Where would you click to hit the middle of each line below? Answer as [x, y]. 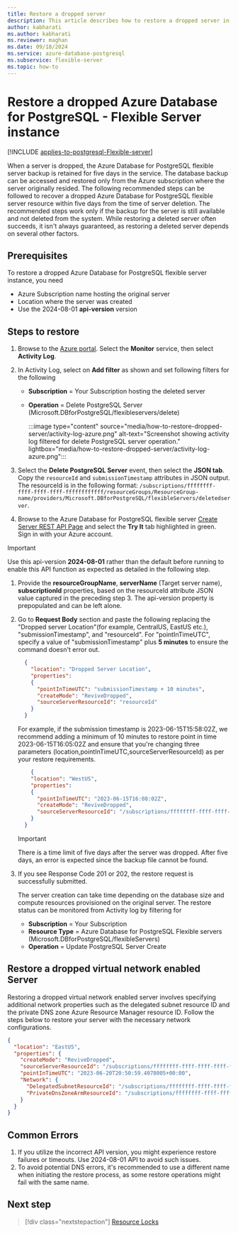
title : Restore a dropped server [57, 14]
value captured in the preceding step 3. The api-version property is [116, 598]
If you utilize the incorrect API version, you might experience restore [117, 1152]
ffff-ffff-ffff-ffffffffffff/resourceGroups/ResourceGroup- [108, 492]
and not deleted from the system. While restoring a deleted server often [112, 218]
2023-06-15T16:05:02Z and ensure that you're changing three [108, 744]
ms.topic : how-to [33, 67]
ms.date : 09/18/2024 [38, 47]
